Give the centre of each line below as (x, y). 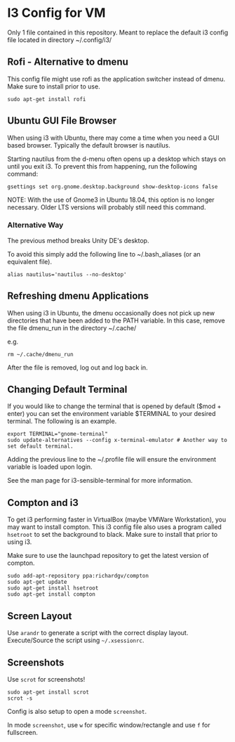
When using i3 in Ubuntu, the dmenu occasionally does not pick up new (111, 313)
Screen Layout (40, 616)
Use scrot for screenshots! (46, 679)
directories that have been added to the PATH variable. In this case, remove (116, 320)
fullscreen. (23, 732)
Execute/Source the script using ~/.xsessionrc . (76, 640)
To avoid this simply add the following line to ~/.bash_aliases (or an (104, 254)
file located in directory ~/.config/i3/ (60, 39)
